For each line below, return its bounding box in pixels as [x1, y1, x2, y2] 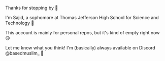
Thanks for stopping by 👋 [5, 5, 58, 11]
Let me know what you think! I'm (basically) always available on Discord [5, 45, 156, 50]
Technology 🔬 [5, 20, 35, 26]
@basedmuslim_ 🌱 [5, 50, 44, 56]
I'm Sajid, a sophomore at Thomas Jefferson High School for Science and [5, 15, 159, 20]
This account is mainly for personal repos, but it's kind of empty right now [5, 30, 160, 35]
